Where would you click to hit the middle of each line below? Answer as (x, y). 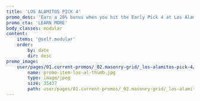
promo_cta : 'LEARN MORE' (37, 23)
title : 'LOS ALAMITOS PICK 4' (44, 12)
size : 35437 (43, 84)
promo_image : (22, 61)
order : (25, 45)
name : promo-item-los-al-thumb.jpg (72, 72)
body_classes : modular (34, 28)
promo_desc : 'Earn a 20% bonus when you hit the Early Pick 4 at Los (94, 17)
